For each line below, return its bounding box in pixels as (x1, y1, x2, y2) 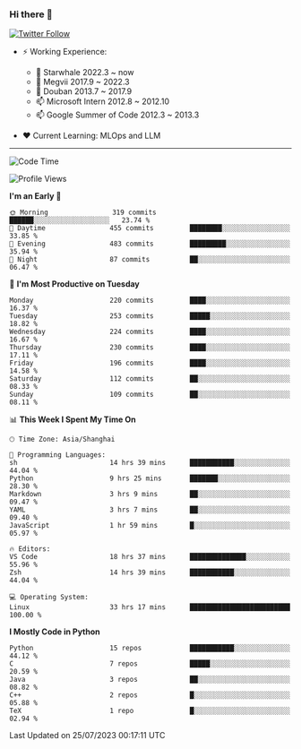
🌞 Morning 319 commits (9, 208, 157, 218)
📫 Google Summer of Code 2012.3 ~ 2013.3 (35, 109, 200, 120)
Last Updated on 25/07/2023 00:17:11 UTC (9, 730, 166, 741)
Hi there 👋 (9, 8, 54, 21)
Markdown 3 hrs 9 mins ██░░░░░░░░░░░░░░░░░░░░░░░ (9, 490, 291, 499)
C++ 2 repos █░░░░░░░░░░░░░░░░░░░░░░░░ (9, 691, 291, 700)
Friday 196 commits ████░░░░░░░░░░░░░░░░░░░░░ (9, 358, 291, 368)
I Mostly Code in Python (9, 626, 100, 637)
